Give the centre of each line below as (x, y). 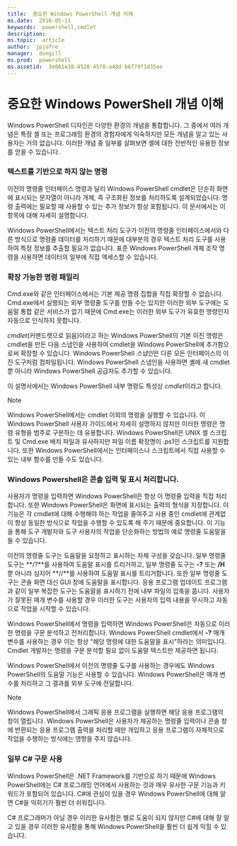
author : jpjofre (33, 47)
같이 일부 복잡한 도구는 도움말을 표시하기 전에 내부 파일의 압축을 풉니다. (112, 591)
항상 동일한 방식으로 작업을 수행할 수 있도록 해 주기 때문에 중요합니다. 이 (114, 523)
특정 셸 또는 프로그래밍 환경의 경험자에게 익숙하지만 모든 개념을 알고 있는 (120, 134)
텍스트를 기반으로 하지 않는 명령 (58, 172)
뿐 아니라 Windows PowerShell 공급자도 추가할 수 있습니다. (90, 371)
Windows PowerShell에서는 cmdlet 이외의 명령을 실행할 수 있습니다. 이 (106, 415)
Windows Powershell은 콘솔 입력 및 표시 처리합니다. (93, 480)
